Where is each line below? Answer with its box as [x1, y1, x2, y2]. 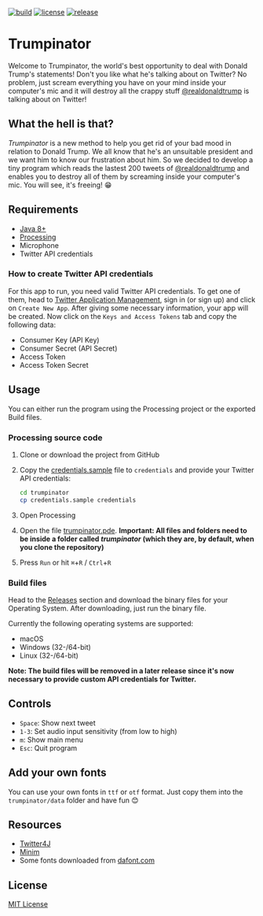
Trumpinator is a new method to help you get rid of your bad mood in [8, 138, 232, 147]
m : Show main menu [19, 735, 84, 744]
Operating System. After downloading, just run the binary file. [8, 603, 206, 614]
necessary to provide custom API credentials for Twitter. [8, 674, 197, 684]
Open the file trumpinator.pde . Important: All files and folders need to [19, 525, 247, 535]
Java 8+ [19, 224, 46, 233]
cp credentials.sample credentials [19, 496, 137, 504]
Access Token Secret [19, 360, 89, 369]
